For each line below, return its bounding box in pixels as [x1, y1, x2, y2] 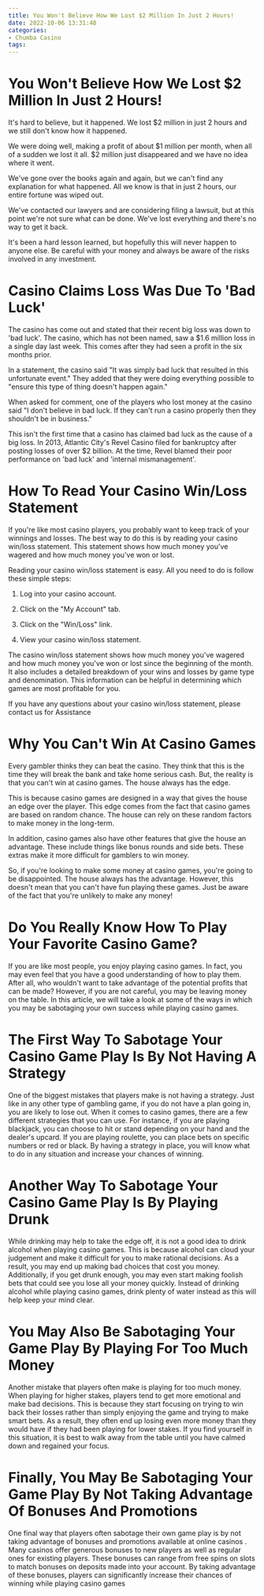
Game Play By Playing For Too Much [8, 1339, 248, 1357]
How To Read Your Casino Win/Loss [8, 482, 247, 500]
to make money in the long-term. [8, 818, 115, 828]
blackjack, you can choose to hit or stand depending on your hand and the [8, 1123, 250, 1133]
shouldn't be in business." [8, 414, 92, 423]
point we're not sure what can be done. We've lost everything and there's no [8, 214, 257, 223]
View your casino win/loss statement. [19, 634, 142, 644]
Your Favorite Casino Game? [8, 936, 199, 953]
